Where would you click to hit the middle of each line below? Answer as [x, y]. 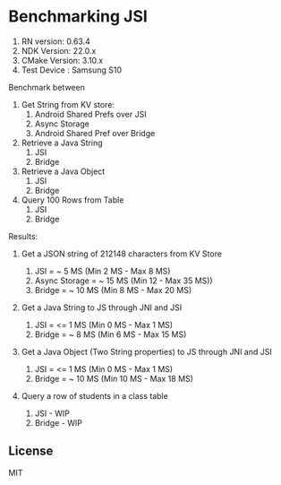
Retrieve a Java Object [63, 171]
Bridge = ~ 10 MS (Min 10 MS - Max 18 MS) [114, 378]
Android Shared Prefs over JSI [90, 114]
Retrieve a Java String [62, 143]
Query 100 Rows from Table [72, 200]
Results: [23, 236]
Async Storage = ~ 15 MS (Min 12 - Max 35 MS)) [123, 281]
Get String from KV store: [68, 104]
